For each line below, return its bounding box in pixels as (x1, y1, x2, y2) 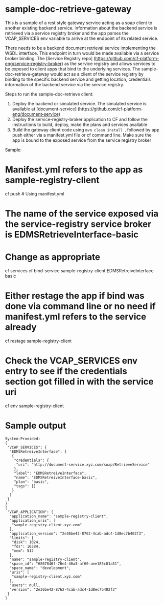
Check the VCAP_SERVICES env (5, 355, 138, 366)
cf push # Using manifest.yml (5, 191, 65, 196)
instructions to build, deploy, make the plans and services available (12, 122, 148, 127)
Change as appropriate (5, 252, 100, 263)
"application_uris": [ (9, 518, 56, 523)
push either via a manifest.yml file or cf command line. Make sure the (12, 132, 152, 138)
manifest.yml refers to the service (5, 311, 146, 322)
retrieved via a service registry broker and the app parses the (5, 30, 129, 36)
